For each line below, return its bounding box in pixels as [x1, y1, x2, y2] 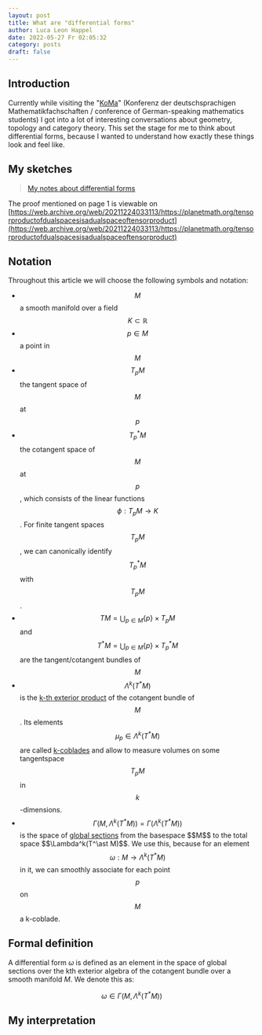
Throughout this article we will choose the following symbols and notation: [8, 276, 249, 285]
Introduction [8, 77, 71, 90]
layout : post [8, 11, 51, 20]
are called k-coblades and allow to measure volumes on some [19, 745, 220, 755]
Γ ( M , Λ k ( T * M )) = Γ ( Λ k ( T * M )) [93, 817, 183, 828]
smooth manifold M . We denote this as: [8, 974, 135, 984]
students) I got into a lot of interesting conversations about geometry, [8, 115, 233, 124]
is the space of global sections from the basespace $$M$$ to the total [19, 831, 248, 840]
